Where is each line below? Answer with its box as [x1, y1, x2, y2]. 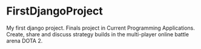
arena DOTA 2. [6, 37, 43, 44]
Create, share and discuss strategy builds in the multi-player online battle [6, 30, 189, 38]
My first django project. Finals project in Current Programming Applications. [6, 24, 195, 31]
